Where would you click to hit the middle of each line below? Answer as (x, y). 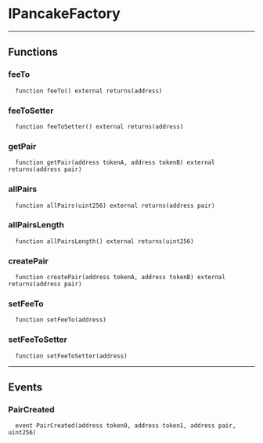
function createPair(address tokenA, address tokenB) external (120, 278)
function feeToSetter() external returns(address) (99, 126)
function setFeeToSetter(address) (71, 356)
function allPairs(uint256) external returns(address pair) (115, 205)
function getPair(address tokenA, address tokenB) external (115, 163)
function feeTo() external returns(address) (89, 91)
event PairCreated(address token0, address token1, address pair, (126, 426)
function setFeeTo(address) (61, 320)
